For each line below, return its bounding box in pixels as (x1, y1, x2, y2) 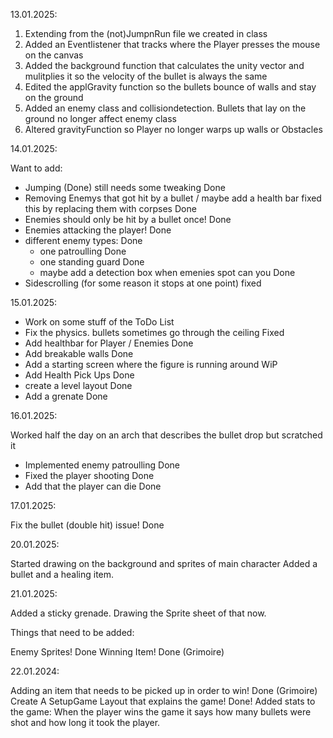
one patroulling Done (39, 245, 127, 257)
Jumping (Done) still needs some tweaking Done (24, 182, 226, 193)
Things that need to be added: (10, 627, 135, 638)
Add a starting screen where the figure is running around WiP (24, 359, 278, 370)
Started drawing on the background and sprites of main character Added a (10, 558, 318, 569)
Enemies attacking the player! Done (24, 224, 172, 236)
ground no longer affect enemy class (24, 113, 177, 124)
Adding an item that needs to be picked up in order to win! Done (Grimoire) (10, 685, 318, 696)
